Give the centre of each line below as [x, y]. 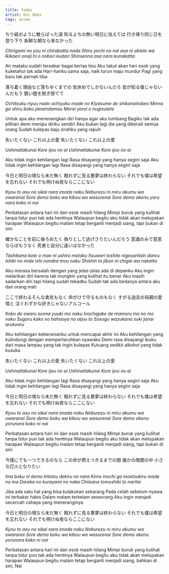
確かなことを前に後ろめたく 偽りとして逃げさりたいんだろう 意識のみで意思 [84, 239]
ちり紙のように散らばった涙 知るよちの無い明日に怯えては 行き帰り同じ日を [84, 34]
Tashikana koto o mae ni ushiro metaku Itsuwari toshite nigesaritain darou [82, 255]
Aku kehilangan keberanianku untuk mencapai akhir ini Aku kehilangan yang [84, 334]
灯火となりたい [25, 466]
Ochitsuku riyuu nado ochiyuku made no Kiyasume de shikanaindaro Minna [84, 104]
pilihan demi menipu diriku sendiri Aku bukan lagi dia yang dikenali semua [82, 124]
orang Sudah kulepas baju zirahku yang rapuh [53, 129]
